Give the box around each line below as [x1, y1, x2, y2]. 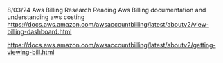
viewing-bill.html [7, 48, 55, 56]
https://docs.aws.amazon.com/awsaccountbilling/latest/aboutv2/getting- [7, 41, 216, 49]
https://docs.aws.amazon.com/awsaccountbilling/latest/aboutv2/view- [7, 21, 210, 28]
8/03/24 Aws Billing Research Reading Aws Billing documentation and [7, 6, 206, 14]
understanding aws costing [7, 13, 85, 21]
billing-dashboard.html [7, 27, 72, 36]
